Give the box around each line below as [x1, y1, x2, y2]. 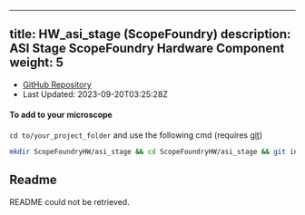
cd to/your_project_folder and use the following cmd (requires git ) [9, 130, 263, 141]
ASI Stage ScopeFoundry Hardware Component [9, 41, 285, 56]
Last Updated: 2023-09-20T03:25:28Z [22, 88, 168, 100]
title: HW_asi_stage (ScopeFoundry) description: [9, 26, 291, 42]
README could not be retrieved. [9, 196, 130, 207]
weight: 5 [9, 55, 64, 71]
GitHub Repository [22, 79, 93, 90]
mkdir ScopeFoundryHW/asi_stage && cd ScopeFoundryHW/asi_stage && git [9, 147, 286, 157]
